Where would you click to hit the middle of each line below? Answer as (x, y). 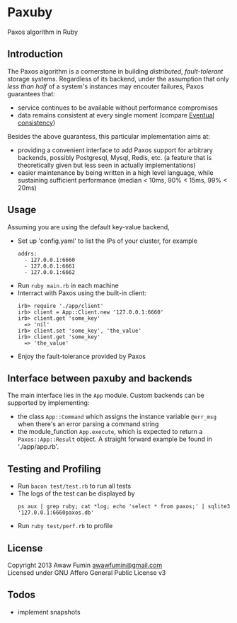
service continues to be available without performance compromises (117, 108)
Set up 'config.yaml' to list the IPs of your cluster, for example (108, 241)
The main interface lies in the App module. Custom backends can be (106, 395)
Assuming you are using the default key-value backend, (88, 227)
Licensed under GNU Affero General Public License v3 (87, 573)
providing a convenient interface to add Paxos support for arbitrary (115, 150)
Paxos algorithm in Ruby (42, 32)
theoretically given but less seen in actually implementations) (106, 165)
